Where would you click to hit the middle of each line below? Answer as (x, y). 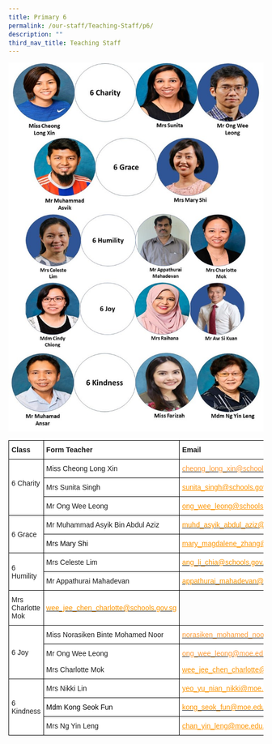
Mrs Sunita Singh (73, 487)
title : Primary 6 (38, 17)
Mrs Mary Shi (67, 544)
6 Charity (26, 483)
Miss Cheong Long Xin (82, 469)
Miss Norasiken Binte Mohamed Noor (105, 635)
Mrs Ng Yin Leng (72, 726)
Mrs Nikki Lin (66, 688)
